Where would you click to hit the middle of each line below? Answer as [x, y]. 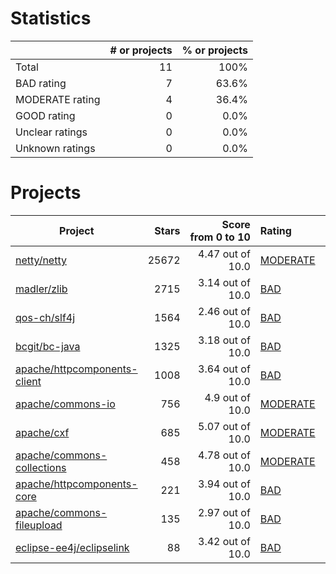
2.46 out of [224, 311]
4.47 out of [224, 254]
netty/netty [41, 260]
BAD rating [41, 83]
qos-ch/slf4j [45, 317]
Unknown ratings [55, 148]
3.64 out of [224, 369]
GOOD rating [45, 115]
